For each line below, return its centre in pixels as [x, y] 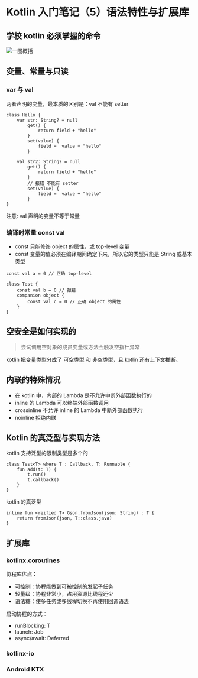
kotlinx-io [20, 654]
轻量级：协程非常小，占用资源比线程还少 [64, 594]
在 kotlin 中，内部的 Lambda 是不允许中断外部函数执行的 [83, 395]
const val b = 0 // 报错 [46, 290]
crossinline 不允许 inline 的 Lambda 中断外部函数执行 [79, 410]
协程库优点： [22, 574]
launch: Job [29, 632]
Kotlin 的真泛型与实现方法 [53, 438]
